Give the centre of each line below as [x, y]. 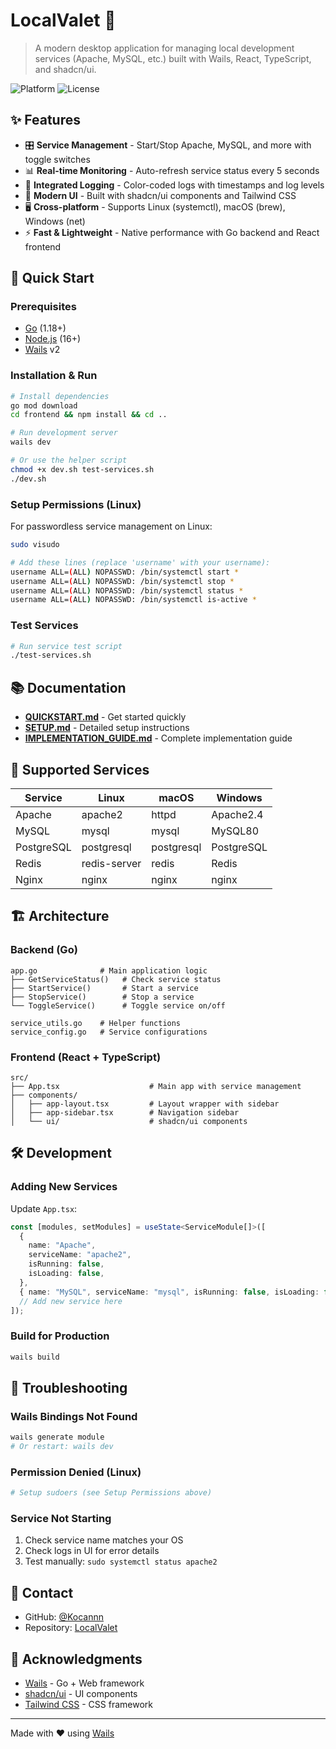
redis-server [111, 863]
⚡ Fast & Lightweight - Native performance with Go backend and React [172, 232]
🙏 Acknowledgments [76, 1659]
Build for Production [60, 1336]
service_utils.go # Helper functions [96, 1023]
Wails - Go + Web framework [84, 1683]
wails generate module [57, 1437]
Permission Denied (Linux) [76, 1472]
